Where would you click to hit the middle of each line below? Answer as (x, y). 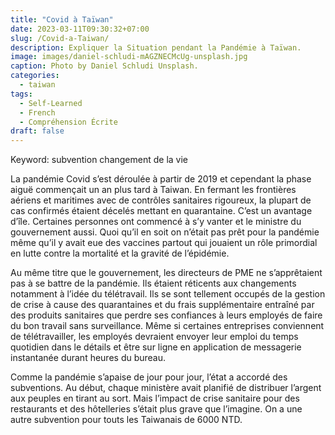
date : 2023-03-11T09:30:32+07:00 (80, 29)
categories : (35, 76)
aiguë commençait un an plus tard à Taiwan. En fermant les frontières (153, 190)
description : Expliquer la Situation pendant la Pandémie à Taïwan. (156, 47)
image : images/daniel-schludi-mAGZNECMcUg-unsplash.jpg (129, 57)
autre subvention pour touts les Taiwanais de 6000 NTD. (126, 420)
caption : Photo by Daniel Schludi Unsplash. (104, 66)
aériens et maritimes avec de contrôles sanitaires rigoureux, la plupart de (161, 200)
